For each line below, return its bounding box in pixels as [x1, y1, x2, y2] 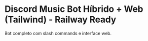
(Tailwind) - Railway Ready [4, 14, 116, 25]
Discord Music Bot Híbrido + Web [4, 3, 144, 15]
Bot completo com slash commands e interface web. [4, 30, 112, 36]
